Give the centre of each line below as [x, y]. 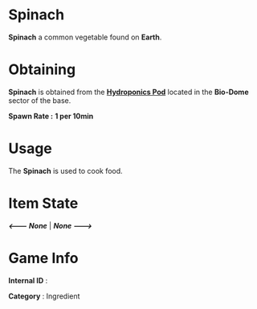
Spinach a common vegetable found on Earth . [85, 37]
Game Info [43, 258]
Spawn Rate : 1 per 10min [51, 116]
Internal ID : [28, 280]
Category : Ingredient [44, 296]
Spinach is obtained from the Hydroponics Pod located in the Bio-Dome [128, 92]
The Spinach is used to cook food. [65, 171]
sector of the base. [40, 100]
